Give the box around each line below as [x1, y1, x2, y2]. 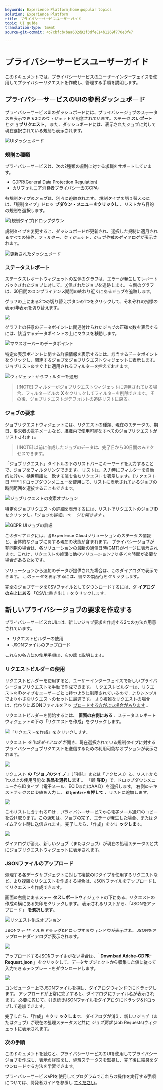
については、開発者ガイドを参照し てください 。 [5, 1080, 99, 1086]
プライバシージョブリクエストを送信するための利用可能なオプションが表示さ [5, 745, 158, 751]
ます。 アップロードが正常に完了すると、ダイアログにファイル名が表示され [5, 991, 154, 997]
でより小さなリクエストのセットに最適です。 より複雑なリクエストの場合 [5, 696, 150, 702]
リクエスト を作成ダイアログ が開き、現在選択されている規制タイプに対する [5, 739, 156, 745]
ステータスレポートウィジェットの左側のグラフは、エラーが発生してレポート [5, 276, 158, 282]
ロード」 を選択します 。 [9, 907, 57, 912]
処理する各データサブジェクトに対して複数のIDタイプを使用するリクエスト [5, 872, 154, 878]
